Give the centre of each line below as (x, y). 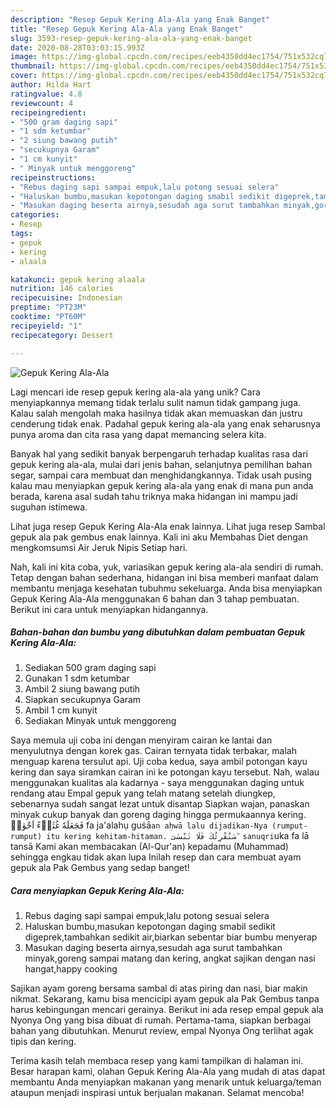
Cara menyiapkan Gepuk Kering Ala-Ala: (97, 891)
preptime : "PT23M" (48, 307)
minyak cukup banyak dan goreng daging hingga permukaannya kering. (158, 815)
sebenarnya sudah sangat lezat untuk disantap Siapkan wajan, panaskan (160, 804)
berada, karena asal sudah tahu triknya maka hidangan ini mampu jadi (154, 496)
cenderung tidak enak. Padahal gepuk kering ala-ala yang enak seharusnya (165, 423)
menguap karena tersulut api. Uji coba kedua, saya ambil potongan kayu (159, 762)
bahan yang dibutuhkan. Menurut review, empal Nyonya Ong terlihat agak (162, 1031)
